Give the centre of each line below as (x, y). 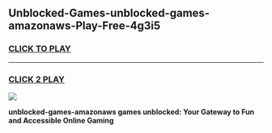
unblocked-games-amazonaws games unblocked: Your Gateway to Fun (132, 111)
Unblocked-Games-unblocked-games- (109, 13)
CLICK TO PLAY (40, 49)
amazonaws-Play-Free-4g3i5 (85, 26)
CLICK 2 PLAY (36, 79)
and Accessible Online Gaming (61, 120)
